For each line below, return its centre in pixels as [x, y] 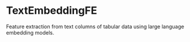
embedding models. [30, 32]
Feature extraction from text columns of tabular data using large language [95, 26]
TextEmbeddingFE [52, 11]
